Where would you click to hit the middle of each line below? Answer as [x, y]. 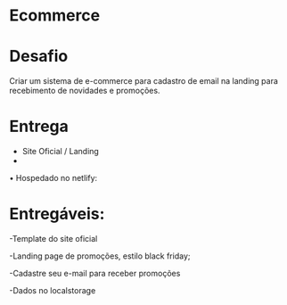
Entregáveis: [57, 214]
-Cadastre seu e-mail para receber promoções [95, 273]
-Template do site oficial [53, 239]
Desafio [39, 57]
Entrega [39, 127]
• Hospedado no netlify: [53, 178]
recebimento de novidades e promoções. [85, 91]
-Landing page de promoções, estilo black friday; [100, 256]
